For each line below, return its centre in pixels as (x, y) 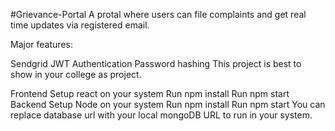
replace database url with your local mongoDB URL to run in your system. (161, 115)
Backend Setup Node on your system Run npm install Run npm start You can (168, 104)
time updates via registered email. (80, 25)
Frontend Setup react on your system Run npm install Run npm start (150, 93)
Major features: (41, 44)
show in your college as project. (76, 74)
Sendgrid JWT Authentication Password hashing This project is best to (156, 63)
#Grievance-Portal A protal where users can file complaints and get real (158, 14)
